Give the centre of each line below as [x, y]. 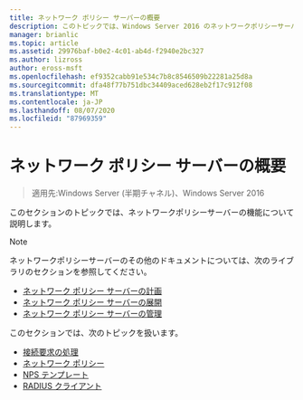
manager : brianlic [44, 34]
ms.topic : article [44, 43]
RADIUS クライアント [62, 386]
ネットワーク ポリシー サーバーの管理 [92, 314]
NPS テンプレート [55, 375]
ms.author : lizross [46, 60]
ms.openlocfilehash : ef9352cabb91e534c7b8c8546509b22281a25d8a [131, 77]
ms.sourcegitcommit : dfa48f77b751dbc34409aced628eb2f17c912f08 [131, 85]
